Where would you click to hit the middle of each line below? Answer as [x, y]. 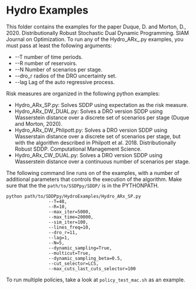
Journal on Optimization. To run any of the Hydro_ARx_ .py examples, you [95, 39]
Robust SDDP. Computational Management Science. [78, 149]
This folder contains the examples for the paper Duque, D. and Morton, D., [96, 27]
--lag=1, [59, 238]
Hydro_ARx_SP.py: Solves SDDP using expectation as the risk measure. [102, 105]
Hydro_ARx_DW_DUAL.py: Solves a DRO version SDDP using [89, 111]
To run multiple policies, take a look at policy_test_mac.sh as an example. [96, 280]
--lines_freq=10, [70, 227]
